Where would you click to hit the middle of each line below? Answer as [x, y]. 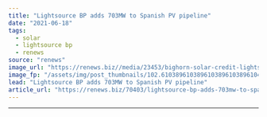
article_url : [30, 90]
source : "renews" [37, 60]
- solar [28, 38]
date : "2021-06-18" [41, 23]
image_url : [26, 68]
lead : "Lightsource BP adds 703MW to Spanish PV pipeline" [108, 82]
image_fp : [25, 75]
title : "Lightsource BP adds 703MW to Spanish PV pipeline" [110, 16]
